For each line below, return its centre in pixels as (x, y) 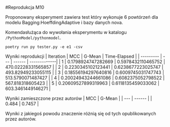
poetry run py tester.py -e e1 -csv (44, 47)
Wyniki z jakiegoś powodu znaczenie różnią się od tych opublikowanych (81, 114)
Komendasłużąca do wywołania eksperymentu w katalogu (66, 32)
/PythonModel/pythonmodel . (33, 38)
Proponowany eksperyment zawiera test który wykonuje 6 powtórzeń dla (82, 17)
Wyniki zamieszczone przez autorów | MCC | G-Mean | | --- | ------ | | (79, 98)
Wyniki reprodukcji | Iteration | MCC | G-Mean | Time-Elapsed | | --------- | (84, 56)
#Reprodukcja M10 (25, 7)
